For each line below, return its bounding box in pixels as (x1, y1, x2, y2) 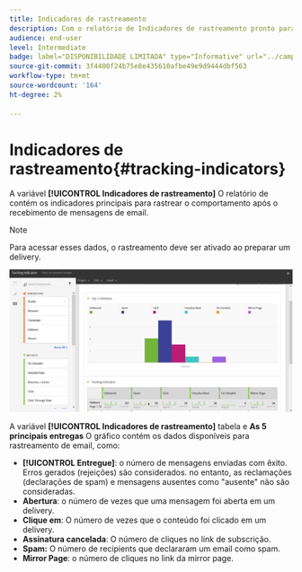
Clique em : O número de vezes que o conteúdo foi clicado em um (22, 515, 267, 525)
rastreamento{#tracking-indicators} (9, 158, 286, 179)
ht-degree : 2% (9, 90, 63, 99)
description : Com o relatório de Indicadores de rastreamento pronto (9, 23, 276, 33)
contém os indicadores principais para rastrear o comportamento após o (9, 198, 279, 208)
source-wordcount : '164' (9, 81, 102, 90)
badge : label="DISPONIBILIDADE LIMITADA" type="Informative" (9, 52, 244, 62)
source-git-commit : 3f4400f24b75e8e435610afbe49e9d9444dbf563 (9, 62, 247, 71)
